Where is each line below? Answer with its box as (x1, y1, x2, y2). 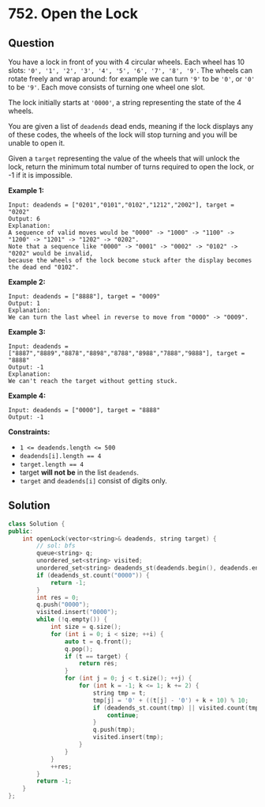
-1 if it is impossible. (8, 171, 73, 180)
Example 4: (8, 391, 46, 400)
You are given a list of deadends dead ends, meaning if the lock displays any (8, 122, 254, 131)
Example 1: (8, 186, 45, 195)
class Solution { (8, 520, 65, 528)
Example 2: (8, 278, 46, 286)
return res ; (78, 660, 118, 668)
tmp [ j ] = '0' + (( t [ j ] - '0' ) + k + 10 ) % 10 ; (92, 696, 249, 704)
